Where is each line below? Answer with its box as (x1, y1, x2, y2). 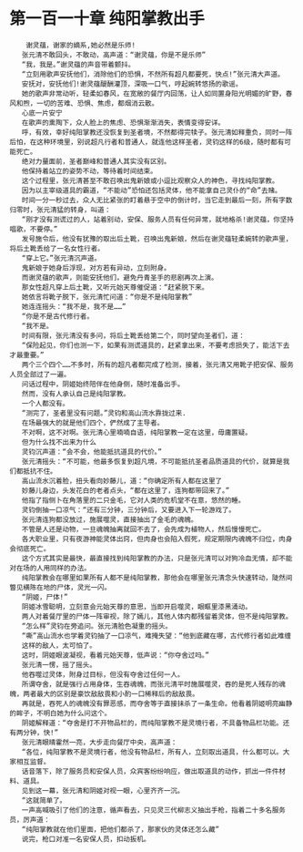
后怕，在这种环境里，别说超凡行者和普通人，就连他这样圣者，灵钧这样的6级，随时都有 (9, 138, 285, 147)
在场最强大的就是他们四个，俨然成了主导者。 (21, 418, 165, 427)
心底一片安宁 (21, 108, 63, 118)
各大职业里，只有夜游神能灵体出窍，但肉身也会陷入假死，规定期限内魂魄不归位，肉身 (21, 534, 293, 543)
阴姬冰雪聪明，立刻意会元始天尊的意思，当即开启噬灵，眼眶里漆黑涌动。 (21, 602, 252, 611)
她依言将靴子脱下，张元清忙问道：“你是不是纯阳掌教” (21, 293, 193, 302)
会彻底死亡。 (9, 544, 51, 553)
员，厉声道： (9, 815, 51, 825)
